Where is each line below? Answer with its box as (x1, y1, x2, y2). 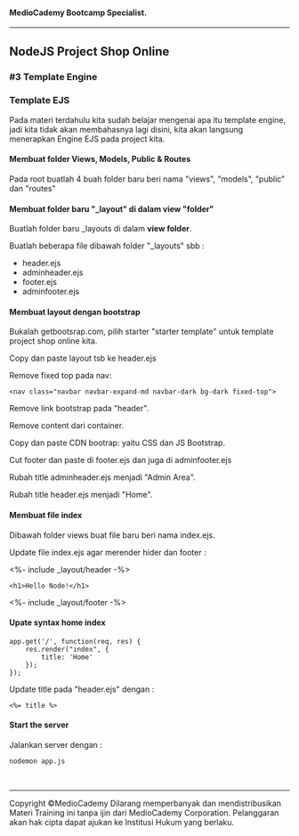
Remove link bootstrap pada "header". (9, 403, 149, 414)
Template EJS (9, 94, 70, 107)
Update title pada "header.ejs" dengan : (9, 684, 155, 694)
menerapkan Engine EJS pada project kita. (9, 134, 166, 144)
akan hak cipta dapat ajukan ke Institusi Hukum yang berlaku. (9, 817, 234, 828)
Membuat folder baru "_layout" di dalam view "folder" (9, 203, 214, 214)
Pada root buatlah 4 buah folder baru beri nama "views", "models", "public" (9, 174, 286, 184)
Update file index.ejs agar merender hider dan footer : (9, 547, 206, 557)
